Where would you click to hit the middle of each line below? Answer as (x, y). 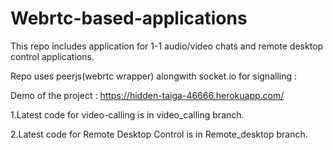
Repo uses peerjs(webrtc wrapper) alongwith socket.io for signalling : (153, 76)
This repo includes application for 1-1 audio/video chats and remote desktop (167, 46)
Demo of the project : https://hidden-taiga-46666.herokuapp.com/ (147, 95)
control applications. (52, 56)
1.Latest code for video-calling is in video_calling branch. (127, 114)
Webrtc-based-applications (129, 18)
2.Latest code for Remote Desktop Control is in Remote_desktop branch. (159, 134)
